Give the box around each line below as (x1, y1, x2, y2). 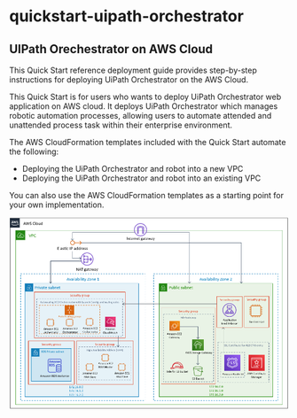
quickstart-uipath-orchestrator (9, 6, 244, 27)
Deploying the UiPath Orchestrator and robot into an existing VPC (21, 173, 262, 183)
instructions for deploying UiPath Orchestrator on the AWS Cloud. (9, 74, 249, 85)
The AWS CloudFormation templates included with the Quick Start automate (9, 137, 286, 147)
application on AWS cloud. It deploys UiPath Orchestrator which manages (9, 101, 278, 112)
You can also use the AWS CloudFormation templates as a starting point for (9, 190, 285, 200)
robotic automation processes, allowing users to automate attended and (9, 111, 272, 120)
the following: (9, 146, 59, 157)
